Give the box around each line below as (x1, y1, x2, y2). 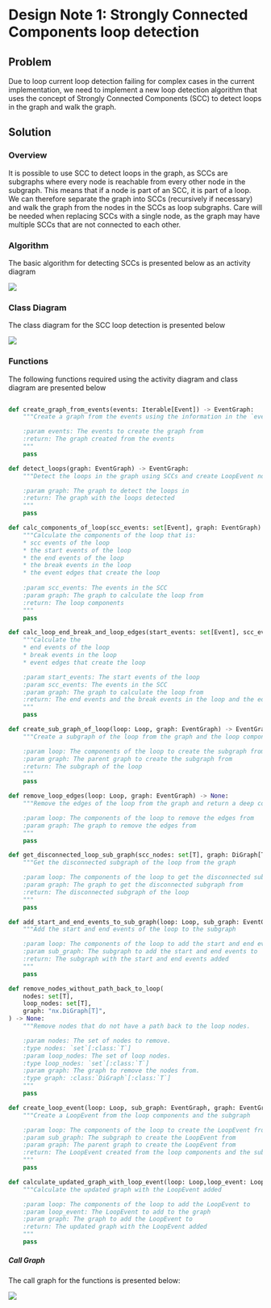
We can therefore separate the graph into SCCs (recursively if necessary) (8, 194, 253, 204)
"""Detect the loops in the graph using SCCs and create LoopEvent (23, 472, 254, 480)
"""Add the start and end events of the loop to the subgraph (23, 925, 236, 934)
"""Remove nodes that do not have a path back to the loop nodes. (23, 1022, 251, 1031)
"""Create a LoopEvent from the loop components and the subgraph (23, 1111, 251, 1120)
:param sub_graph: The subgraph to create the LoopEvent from (23, 1133, 236, 1142)
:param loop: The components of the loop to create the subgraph (23, 747, 248, 755)
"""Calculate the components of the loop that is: (23, 531, 197, 539)
